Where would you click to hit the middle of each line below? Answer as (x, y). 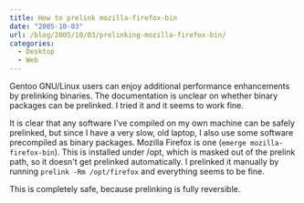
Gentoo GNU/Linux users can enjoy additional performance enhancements (150, 86)
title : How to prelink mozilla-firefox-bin (94, 18)
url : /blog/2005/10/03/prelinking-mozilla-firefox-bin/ (118, 35)
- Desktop (36, 52)
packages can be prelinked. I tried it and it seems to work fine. (126, 105)
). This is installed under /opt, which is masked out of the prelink (175, 152)
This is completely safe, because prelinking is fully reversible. (125, 189)
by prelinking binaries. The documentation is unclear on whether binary (144, 96)
